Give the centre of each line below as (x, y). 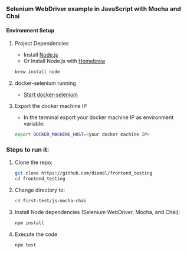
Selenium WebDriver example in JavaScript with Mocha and (93, 9)
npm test (25, 245)
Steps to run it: (28, 149)
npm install (29, 223)
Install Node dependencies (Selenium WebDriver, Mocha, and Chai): (97, 212)
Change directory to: (40, 190)
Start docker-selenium (51, 94)
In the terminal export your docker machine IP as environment (99, 117)
